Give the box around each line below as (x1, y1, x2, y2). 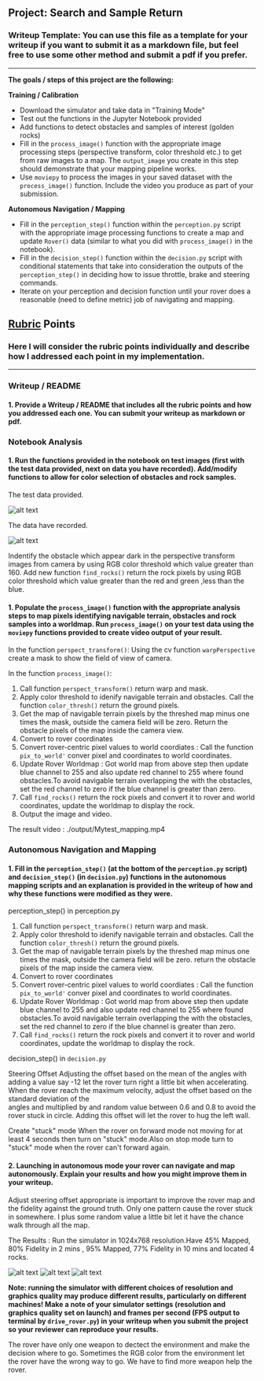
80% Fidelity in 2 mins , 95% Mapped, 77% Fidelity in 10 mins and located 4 (8, 1243, 255, 1254)
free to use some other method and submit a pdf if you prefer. (8, 50, 248, 61)
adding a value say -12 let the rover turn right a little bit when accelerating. (8, 1077, 249, 1087)
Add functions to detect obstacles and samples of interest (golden (19, 122, 234, 131)
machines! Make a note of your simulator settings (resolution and (8, 1299, 226, 1309)
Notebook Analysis (8, 436, 82, 447)
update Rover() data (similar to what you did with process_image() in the (19, 236, 253, 246)
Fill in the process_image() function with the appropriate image (19, 138, 222, 148)
